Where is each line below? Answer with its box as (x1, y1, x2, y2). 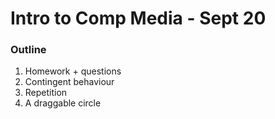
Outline (10, 43, 47, 57)
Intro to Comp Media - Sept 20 (10, 7, 267, 30)
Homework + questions (24, 65, 122, 77)
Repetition (24, 87, 68, 99)
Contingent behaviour (24, 76, 115, 88)
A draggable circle (24, 97, 102, 109)
